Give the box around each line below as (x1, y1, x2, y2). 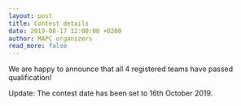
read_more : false (8, 42, 68, 50)
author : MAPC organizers (8, 34, 93, 43)
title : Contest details (8, 19, 90, 28)
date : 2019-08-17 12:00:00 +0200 (8, 27, 122, 35)
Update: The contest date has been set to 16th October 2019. (8, 88, 213, 98)
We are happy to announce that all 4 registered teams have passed (8, 64, 234, 74)
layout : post (8, 11, 53, 20)
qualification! (8, 73, 52, 83)
